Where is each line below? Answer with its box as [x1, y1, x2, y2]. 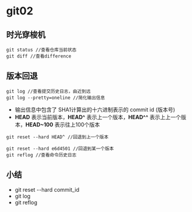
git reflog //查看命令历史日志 [6, 152, 77, 158]
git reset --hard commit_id [14, 186, 79, 193]
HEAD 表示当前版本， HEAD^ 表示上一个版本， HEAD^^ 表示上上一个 [14, 113, 181, 120]
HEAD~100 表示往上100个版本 [25, 121, 100, 128]
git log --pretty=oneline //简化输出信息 [6, 95, 106, 101]
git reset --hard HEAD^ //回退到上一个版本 [6, 134, 109, 140]
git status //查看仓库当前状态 [6, 47, 77, 53]
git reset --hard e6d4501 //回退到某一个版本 [6, 146, 114, 152]
